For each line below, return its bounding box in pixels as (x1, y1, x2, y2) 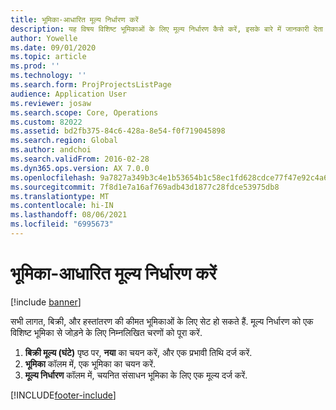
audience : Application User (10, 89, 128, 99)
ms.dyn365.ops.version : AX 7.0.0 (10, 163, 150, 173)
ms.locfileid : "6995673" (10, 219, 114, 230)
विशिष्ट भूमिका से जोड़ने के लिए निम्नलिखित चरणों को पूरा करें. (10, 326, 203, 338)
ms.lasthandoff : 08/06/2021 (10, 210, 128, 220)
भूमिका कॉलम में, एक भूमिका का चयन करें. (24, 357, 157, 370)
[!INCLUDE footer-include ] (10, 389, 117, 401)
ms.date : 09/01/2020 (10, 42, 97, 53)
